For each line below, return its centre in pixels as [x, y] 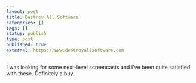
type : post [20, 39]
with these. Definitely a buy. [40, 73]
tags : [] [17, 28]
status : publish [26, 34]
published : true [26, 45]
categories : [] [25, 23]
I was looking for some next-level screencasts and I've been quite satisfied [98, 67]
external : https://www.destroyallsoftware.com [65, 50]
